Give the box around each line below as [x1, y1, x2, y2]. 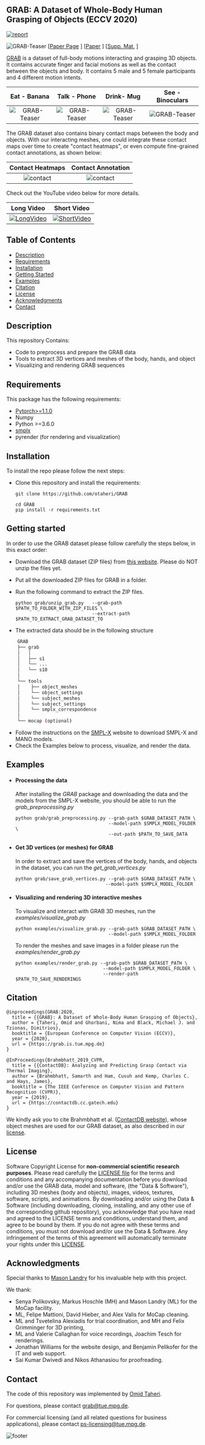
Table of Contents [6, 235, 76, 245]
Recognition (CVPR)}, [6, 1089, 62, 1095]
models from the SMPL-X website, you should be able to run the [15, 797, 176, 804]
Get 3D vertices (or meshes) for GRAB [15, 844, 114, 851]
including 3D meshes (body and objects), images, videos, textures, [6, 1189, 175, 1196]
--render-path [103, 971, 138, 977]
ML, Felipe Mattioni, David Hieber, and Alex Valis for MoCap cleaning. [15, 1311, 190, 1318]
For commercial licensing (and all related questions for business [6, 1414, 167, 1421]
